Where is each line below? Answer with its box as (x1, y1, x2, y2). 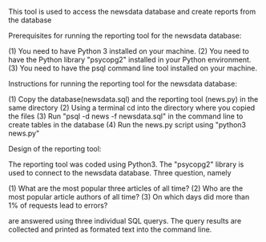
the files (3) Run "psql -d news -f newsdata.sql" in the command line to (8, 111, 244, 121)
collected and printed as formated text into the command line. (8, 224, 212, 234)
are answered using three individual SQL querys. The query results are (8, 216, 242, 225)
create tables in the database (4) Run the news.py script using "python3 (8, 120, 247, 129)
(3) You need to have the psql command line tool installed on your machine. (8, 63, 258, 73)
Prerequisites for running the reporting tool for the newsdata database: (8, 31, 242, 40)
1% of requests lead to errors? (8, 200, 108, 210)
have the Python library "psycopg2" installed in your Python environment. (8, 55, 252, 64)
